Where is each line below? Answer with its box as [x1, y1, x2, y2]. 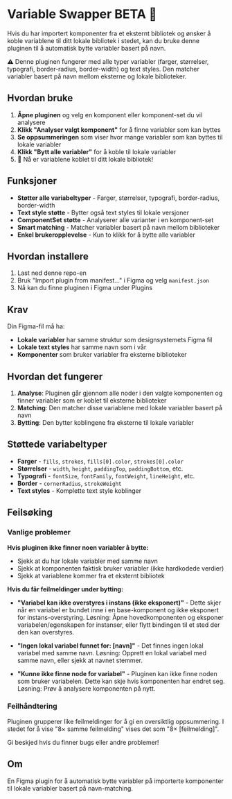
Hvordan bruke [7, 92, 73, 104]
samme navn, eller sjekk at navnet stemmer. [17, 656, 143, 664]
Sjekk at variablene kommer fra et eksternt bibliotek [17, 571, 165, 580]
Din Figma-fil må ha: [7, 322, 65, 330]
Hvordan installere [7, 250, 89, 262]
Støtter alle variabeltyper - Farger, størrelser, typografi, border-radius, [17, 194, 220, 202]
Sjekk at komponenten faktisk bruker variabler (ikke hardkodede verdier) [17, 564, 224, 572]
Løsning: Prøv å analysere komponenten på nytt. [17, 684, 156, 693]
